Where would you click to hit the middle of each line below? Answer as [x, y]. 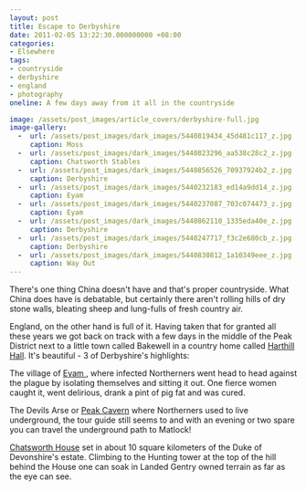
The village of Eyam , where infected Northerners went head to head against [153, 373]
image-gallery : [38, 128]
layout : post [34, 18]
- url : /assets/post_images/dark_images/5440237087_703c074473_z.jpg [155, 204]
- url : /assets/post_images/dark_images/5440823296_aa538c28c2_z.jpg [155, 153]
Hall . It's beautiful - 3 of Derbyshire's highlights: [100, 356]
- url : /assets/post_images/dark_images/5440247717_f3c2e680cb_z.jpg [155, 238]
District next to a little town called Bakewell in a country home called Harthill [152, 346]
